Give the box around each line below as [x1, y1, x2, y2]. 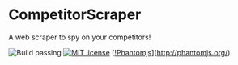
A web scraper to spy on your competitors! [8, 32, 151, 42]
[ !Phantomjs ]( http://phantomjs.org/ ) [112, 47, 231, 57]
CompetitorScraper [8, 6, 142, 24]
